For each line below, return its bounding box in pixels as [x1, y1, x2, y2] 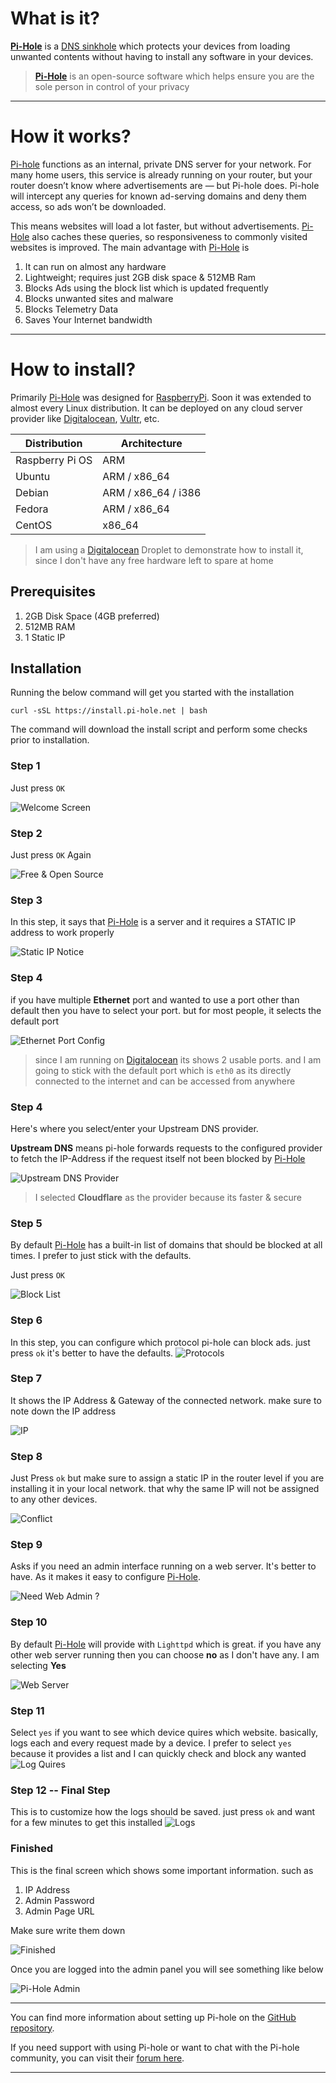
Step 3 [10, 893, 43, 907]
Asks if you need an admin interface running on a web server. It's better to [10, 1560, 317, 1572]
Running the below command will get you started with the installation [10, 687, 295, 699]
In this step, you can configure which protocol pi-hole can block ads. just [10, 1336, 311, 1348]
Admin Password [24, 1894, 95, 1906]
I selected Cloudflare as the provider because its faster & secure [34, 1191, 302, 1203]
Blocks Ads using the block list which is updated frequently [24, 282, 269, 294]
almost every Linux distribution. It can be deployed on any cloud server [10, 402, 303, 414]
